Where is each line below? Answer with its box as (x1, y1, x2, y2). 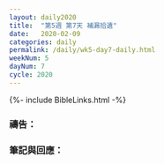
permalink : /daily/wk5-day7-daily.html (9, 46, 156, 55)
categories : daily (9, 37, 77, 47)
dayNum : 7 (9, 63, 46, 71)
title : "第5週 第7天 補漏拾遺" (9, 21, 117, 30)
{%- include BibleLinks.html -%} (9, 94, 127, 105)
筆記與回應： (9, 144, 64, 156)
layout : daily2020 (9, 12, 77, 22)
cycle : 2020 (9, 71, 53, 79)
